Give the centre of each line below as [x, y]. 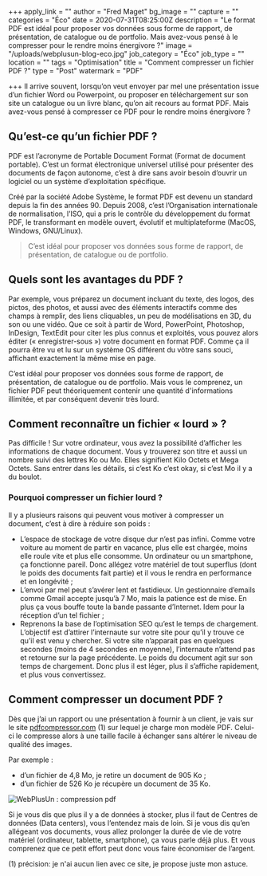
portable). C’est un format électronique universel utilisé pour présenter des [131, 164]
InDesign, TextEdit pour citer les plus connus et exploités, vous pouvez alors [133, 332]
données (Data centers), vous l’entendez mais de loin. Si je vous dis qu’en [129, 823]
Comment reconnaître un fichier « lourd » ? [118, 424]
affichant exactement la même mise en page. [82, 358]
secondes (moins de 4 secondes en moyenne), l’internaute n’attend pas [137, 649]
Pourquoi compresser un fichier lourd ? [86, 497]
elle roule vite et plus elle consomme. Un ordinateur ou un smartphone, [136, 556]
